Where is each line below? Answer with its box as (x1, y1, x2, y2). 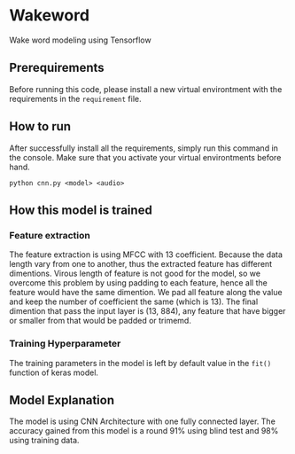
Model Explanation (9, 392, 115, 408)
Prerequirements (9, 60, 105, 75)
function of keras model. (9, 367, 99, 378)
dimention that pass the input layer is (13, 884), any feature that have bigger (9, 306, 286, 317)
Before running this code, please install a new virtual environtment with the (9, 83, 283, 94)
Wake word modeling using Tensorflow (9, 35, 152, 45)
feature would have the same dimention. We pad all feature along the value (9, 287, 283, 298)
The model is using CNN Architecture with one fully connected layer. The (9, 416, 276, 427)
